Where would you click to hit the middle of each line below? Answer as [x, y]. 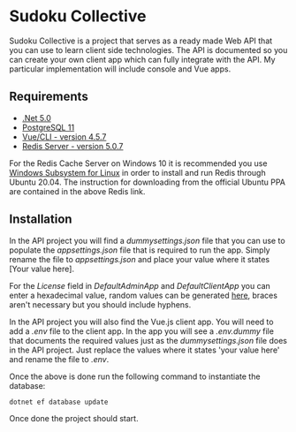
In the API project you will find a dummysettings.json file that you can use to [147, 240]
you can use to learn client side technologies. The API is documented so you [148, 49]
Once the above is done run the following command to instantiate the [135, 376]
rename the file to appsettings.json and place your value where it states [140, 259]
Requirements [49, 97]
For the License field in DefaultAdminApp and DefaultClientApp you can [140, 285]
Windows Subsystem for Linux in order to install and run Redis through [138, 172]
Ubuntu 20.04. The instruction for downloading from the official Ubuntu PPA [147, 182]
